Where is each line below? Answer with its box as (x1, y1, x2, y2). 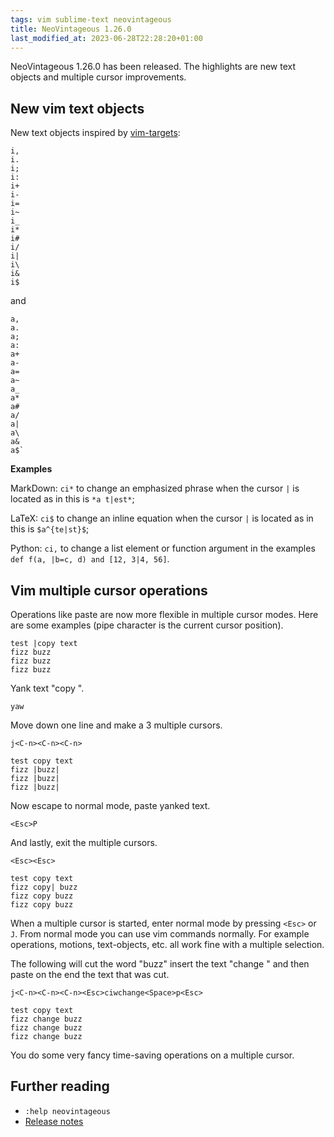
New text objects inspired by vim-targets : (10, 127, 181, 139)
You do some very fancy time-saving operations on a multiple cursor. (10, 1049, 295, 1061)
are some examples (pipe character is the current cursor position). (10, 619, 284, 631)
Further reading (10, 1078, 110, 1095)
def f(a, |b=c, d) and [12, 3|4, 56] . (10, 553, 170, 565)
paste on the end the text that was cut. (10, 969, 170, 980)
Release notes (24, 1115, 84, 1127)
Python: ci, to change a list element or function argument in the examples (10, 542, 316, 555)
